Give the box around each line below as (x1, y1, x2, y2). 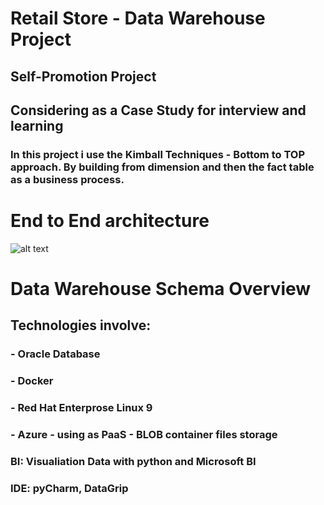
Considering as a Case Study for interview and (10, 102, 307, 119)
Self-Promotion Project (10, 68, 157, 85)
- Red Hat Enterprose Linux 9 (10, 401, 153, 415)
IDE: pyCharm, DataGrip (10, 481, 129, 495)
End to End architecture (10, 210, 210, 232)
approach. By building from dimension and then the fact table (10, 160, 315, 174)
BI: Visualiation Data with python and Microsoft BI (10, 455, 257, 469)
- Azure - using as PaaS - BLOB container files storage (10, 428, 278, 442)
